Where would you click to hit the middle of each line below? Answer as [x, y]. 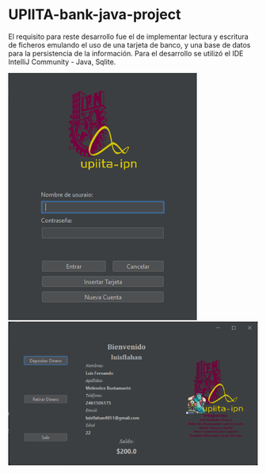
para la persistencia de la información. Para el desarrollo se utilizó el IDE [126, 53]
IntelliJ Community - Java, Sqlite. [62, 62]
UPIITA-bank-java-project [95, 15]
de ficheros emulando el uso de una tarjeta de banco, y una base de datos [129, 44]
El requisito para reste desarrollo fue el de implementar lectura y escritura [129, 36]
